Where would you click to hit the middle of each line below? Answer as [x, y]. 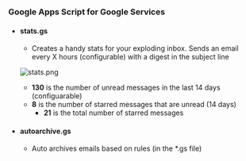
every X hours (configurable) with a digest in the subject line [130, 57]
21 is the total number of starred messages [113, 113]
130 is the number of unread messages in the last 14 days [126, 88]
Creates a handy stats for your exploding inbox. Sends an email [135, 48]
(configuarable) [57, 96]
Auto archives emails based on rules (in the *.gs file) [117, 148]
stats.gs [34, 31]
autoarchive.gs [45, 131]
